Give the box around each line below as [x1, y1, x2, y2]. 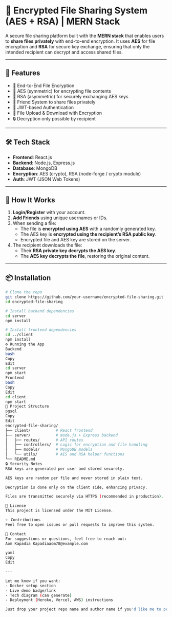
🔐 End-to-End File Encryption [12, 82, 75, 89]
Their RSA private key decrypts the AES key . [20, 248, 117, 254]
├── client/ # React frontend [5, 428, 93, 433]
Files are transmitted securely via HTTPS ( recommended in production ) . [5, 494, 164, 499]
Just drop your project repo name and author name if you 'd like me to [5, 607, 161, 612]
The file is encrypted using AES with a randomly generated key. [20, 226, 156, 232]
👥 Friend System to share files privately [12, 99, 96, 105]
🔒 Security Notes [5, 461, 42, 466]
